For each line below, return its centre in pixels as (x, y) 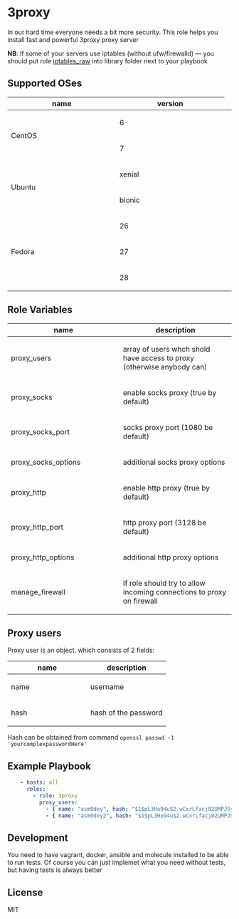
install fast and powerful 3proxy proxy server (73, 39)
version (170, 103)
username (107, 687)
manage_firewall (38, 592)
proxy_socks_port (40, 431)
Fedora (23, 251)
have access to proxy (159, 358)
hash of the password (127, 713)
